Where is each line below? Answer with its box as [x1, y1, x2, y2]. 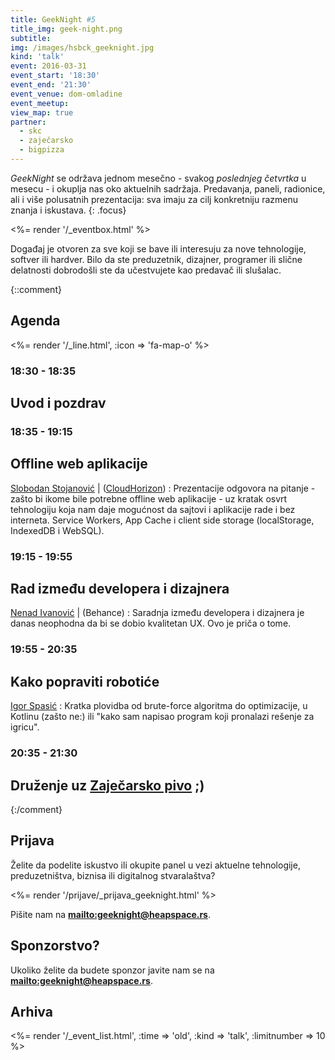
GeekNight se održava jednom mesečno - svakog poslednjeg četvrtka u [10, 172, 307, 184]
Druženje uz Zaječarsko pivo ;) [10, 777, 205, 794]
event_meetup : [10, 98, 70, 108]
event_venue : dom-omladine [10, 89, 123, 99]
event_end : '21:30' [10, 80, 92, 90]
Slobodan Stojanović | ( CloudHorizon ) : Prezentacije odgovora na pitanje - [10, 482, 316, 494]
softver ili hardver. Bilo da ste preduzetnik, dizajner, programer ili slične [10, 253, 303, 265]
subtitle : [10, 33, 52, 43]
